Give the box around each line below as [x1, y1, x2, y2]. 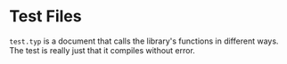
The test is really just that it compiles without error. [9, 44, 196, 55]
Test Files [9, 6, 82, 27]
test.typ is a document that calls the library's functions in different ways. [9, 36, 279, 46]
